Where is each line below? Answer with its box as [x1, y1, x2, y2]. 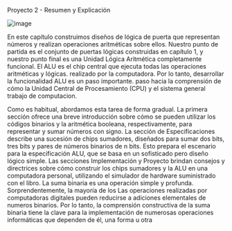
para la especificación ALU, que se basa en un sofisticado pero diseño [7, 149, 209, 157]
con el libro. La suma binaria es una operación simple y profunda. [7, 179, 194, 187]
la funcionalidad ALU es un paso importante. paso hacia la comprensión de [7, 77, 222, 85]
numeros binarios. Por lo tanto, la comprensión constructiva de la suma [7, 201, 211, 209]
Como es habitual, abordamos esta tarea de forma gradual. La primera [7, 105, 208, 113]
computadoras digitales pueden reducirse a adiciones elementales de [7, 194, 206, 202]
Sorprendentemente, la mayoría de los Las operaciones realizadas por [7, 187, 208, 194]
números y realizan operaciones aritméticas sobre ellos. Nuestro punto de [7, 40, 219, 48]
